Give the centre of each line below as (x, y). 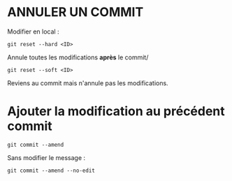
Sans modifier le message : (46, 157)
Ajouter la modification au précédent (116, 111)
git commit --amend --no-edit (51, 171)
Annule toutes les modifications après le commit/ (78, 57)
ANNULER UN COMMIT (75, 12)
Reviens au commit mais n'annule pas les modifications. (88, 83)
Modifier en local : (33, 31)
